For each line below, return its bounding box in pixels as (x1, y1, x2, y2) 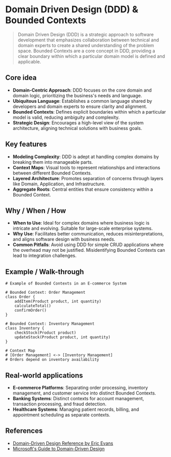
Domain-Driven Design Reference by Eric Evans (12, 440, 113, 446)
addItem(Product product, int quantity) (14, 299, 102, 304)
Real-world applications (5, 371, 83, 380)
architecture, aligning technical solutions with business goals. (12, 125, 142, 131)
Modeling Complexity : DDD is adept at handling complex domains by (12, 154, 159, 160)
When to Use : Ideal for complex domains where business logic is (12, 220, 150, 226)
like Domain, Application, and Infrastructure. (12, 181, 106, 187)
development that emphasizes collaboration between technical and (17, 37, 159, 43)
